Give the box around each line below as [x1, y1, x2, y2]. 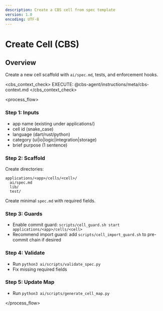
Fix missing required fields [12, 266, 67, 272]
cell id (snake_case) [12, 126, 54, 132]
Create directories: [5, 166, 44, 172]
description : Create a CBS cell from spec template [5, 7, 115, 13]
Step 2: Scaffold [5, 154, 45, 162]
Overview [5, 58, 37, 67]
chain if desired [29, 237, 62, 243]
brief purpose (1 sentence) [12, 142, 68, 148]
